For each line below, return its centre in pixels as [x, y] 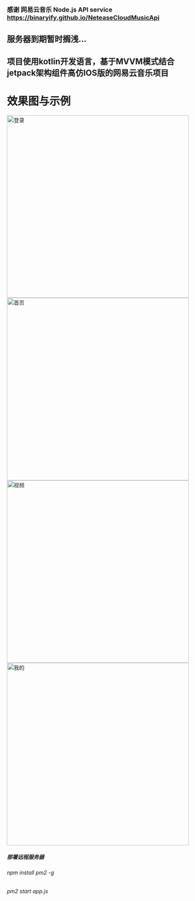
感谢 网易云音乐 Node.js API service [60, 10]
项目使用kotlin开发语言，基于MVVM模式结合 [91, 61]
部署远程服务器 [25, 857]
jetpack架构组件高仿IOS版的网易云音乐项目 [88, 73]
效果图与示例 [39, 101]
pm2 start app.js [28, 891]
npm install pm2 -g [31, 872]
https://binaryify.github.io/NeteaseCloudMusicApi [83, 18]
